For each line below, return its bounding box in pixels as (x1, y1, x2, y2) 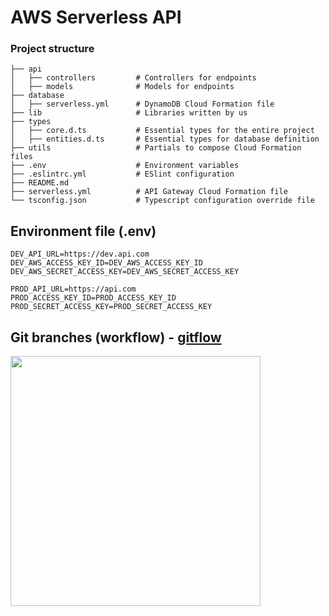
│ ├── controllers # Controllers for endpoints (10, 73, 257, 83)
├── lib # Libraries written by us (10, 108, 248, 118)
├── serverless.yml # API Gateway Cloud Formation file (10, 187, 288, 197)
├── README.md (10, 178, 70, 188)
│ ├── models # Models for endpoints (10, 82, 235, 92)
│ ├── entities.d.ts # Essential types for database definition (10, 134, 320, 145)
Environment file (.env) (10, 222, 157, 240)
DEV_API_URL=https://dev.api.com (10, 249, 150, 260)
